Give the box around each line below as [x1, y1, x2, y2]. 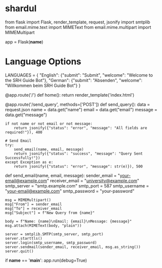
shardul [5, 3, 37, 14]
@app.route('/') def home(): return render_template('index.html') [5, 92, 135, 98]
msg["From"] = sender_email [5, 202, 62, 206]
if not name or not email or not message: [5, 121, 93, 126]
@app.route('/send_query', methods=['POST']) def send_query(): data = [5, 101, 150, 107]
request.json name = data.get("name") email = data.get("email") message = [5, 106, 158, 112]
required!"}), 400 [5, 130, 42, 135]
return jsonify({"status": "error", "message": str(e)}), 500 [14, 164, 143, 169]
